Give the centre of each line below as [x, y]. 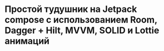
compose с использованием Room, [81, 20]
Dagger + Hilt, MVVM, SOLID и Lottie [82, 30]
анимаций [27, 41]
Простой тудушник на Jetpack [71, 9]
